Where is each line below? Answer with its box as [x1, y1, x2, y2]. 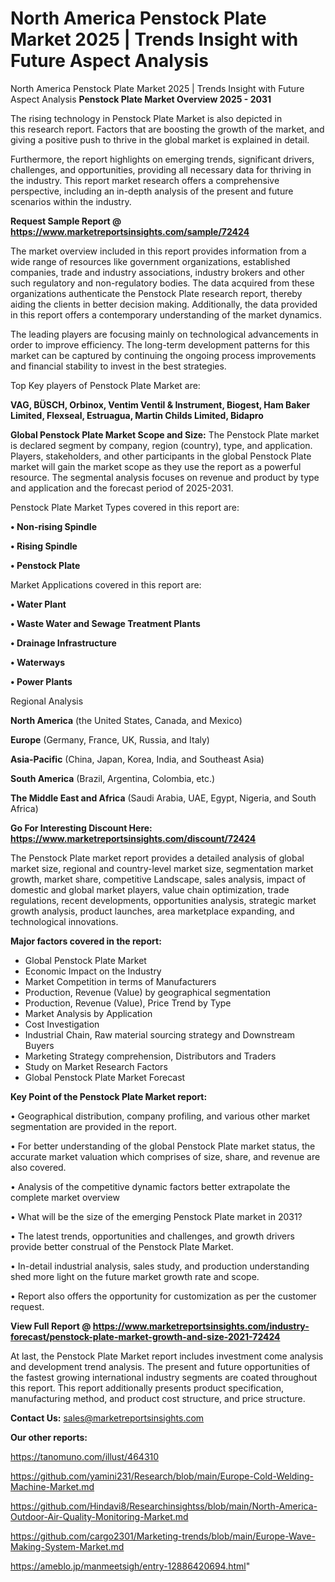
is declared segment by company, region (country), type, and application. [10, 439, 313, 451]
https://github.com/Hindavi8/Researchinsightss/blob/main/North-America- [10, 1500, 318, 1512]
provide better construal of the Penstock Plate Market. [10, 1240, 234, 1252]
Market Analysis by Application [24, 1007, 153, 1019]
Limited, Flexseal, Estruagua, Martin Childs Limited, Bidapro [10, 409, 264, 421]
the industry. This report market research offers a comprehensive [10, 174, 280, 186]
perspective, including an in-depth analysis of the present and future [10, 185, 294, 197]
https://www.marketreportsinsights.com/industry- [92, 1320, 310, 1332]
